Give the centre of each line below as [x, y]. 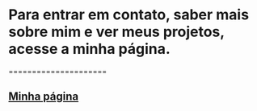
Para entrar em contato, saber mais [128, 15]
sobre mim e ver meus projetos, [116, 32]
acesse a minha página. [90, 49]
